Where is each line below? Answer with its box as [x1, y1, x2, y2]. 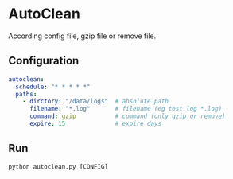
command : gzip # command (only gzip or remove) [29, 112, 226, 120]
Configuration [8, 54, 80, 68]
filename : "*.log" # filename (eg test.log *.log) [29, 105, 223, 113]
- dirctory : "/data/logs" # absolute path [22, 97, 169, 106]
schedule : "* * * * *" [15, 83, 91, 91]
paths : [15, 90, 37, 98]
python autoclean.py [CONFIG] [8, 162, 109, 171]
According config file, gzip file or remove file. [8, 31, 157, 41]
